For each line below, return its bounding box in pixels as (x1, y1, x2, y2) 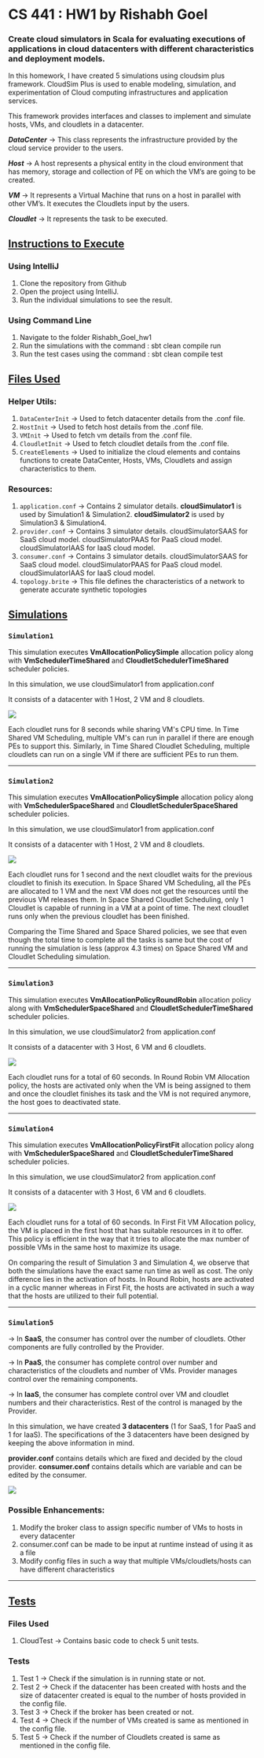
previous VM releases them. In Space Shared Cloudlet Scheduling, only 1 (8, 895, 244, 904)
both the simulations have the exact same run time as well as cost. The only (8, 1266, 253, 1276)
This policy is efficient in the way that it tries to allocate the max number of (8, 1234, 250, 1244)
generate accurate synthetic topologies (19, 585, 148, 595)
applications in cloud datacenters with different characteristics (8, 43, 255, 54)
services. (8, 96, 38, 105)
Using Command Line (8, 315, 92, 326)
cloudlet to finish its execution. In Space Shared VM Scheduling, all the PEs (8, 878, 251, 888)
